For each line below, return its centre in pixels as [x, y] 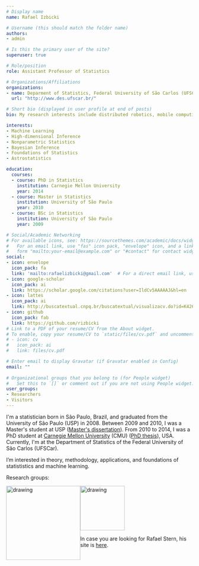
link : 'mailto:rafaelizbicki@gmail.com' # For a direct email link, [99, 273]
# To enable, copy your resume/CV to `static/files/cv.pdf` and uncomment [100, 334]
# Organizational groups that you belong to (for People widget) [88, 378]
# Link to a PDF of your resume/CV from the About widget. [81, 329]
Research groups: [28, 477]
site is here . [94, 545]
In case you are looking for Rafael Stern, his [133, 538]
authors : [17, 33]
